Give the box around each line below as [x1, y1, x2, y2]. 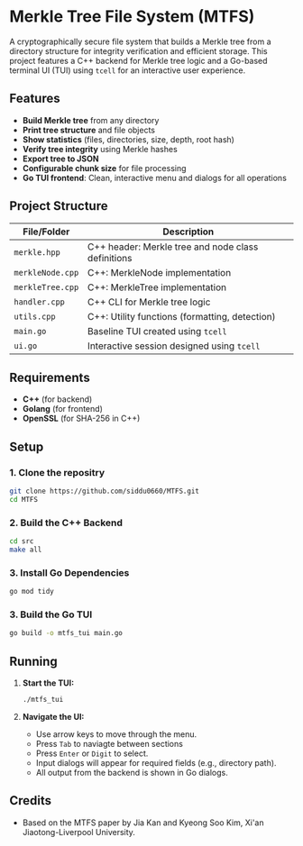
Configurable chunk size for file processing [22, 162, 187, 173]
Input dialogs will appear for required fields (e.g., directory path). [35, 757, 277, 768]
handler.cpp [14, 296, 66, 307]
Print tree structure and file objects [22, 124, 156, 135]
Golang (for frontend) [22, 404, 104, 414]
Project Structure [9, 198, 108, 214]
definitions [87, 251, 133, 264]
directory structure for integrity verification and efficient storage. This [9, 45, 268, 56]
